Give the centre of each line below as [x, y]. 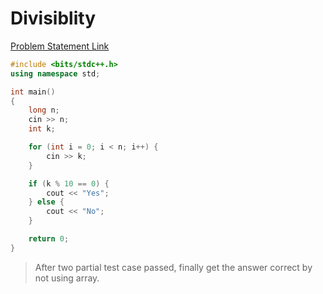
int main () [33, 92]
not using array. [67, 278]
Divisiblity [53, 18]
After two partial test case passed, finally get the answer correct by [173, 267]
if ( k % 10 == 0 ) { [69, 183]
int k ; [42, 129]
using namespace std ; [55, 73]
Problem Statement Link [60, 46]
